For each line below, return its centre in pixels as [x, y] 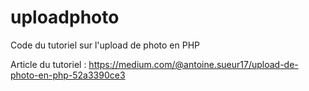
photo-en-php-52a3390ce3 [68, 75]
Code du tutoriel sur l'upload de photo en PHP [105, 45]
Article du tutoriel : [48, 64]
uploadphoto [65, 17]
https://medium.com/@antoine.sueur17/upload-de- [193, 64]
